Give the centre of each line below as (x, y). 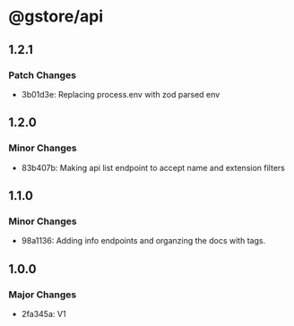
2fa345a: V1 (43, 313)
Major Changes (43, 295)
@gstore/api (56, 17)
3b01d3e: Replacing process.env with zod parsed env (121, 94)
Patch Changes (43, 75)
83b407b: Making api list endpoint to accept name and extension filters (153, 167)
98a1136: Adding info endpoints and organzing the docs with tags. (143, 241)
